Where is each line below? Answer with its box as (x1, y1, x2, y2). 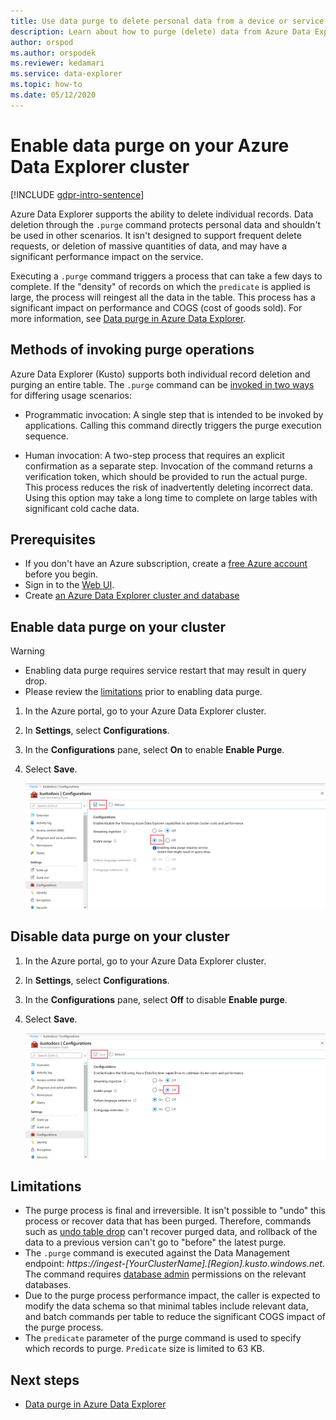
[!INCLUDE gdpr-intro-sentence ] (10, 188, 145, 200)
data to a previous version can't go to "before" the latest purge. (24, 1236, 287, 1249)
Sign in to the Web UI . (24, 579, 115, 591)
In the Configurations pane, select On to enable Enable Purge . (24, 744, 285, 756)
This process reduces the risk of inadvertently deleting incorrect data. (24, 481, 313, 493)
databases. (24, 1279, 72, 1291)
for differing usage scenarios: (10, 389, 133, 401)
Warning (10, 645, 45, 657)
